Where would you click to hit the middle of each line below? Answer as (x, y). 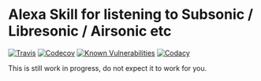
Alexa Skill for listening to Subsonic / (131, 15)
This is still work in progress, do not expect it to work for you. (108, 68)
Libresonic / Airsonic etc (90, 31)
